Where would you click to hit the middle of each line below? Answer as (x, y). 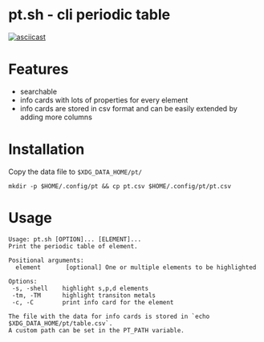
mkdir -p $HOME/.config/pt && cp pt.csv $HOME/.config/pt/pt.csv (120, 186)
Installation (47, 149)
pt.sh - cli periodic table (89, 15)
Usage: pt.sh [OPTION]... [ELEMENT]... (75, 239)
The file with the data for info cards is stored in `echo (109, 316)
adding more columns (56, 117)
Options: (23, 281)
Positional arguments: (46, 260)
